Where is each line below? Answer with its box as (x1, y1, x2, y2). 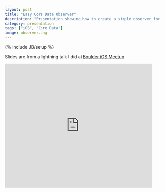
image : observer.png (5, 30, 48, 35)
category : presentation (5, 21, 54, 26)
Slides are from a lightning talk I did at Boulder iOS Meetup (5, 54, 124, 60)
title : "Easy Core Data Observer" (5, 12, 77, 17)
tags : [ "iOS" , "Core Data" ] (5, 26, 63, 31)
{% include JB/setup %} (5, 44, 54, 50)
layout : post (5, 7, 32, 12)
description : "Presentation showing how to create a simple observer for (5, 16, 161, 21)
